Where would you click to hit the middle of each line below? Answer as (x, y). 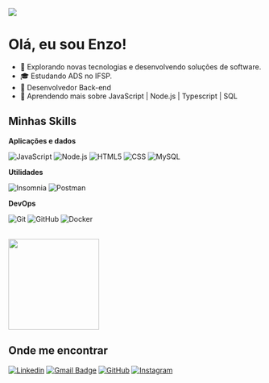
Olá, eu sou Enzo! (68, 45)
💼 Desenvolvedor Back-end (65, 87)
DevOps (22, 203)
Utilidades (26, 172)
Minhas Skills (43, 121)
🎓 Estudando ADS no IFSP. (66, 76)
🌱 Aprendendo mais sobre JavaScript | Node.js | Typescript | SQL (128, 96)
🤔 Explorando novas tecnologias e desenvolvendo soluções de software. (141, 67)
